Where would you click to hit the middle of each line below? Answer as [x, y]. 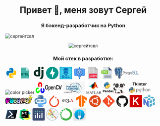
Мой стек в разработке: [83, 59]
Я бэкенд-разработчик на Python [83, 26]
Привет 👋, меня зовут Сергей [83, 10]
